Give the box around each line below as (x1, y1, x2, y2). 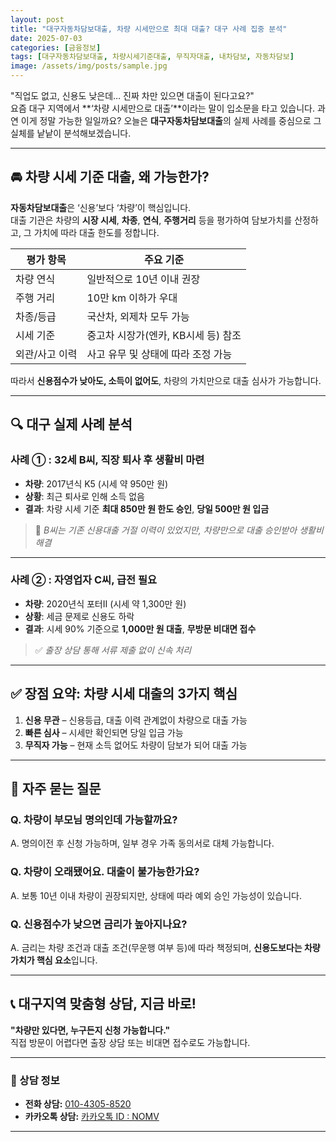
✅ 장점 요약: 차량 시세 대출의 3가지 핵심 (10, 686, 238, 703)
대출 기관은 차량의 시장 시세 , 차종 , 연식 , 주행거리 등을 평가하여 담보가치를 (10, 214, 293, 226)
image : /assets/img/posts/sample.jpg (10, 61, 168, 71)
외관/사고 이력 (15, 347, 78, 361)
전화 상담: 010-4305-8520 (24, 1098, 132, 1110)
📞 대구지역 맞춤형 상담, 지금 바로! (10, 996, 197, 1013)
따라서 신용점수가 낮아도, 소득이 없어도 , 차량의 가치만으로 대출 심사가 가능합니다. (10, 374, 322, 386)
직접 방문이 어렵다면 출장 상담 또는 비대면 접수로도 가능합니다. (10, 1036, 251, 1048)
